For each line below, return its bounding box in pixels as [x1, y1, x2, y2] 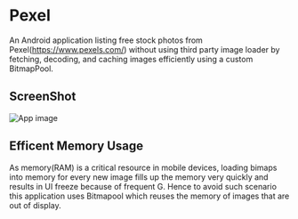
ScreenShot [9, 89, 77, 104]
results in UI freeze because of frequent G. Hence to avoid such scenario [9, 181, 278, 191]
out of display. [9, 199, 61, 210]
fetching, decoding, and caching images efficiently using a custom [9, 53, 254, 64]
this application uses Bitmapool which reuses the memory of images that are [9, 191, 290, 201]
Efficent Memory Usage [9, 139, 144, 154]
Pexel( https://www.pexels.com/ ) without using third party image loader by [9, 44, 280, 54]
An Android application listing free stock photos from [9, 35, 203, 45]
